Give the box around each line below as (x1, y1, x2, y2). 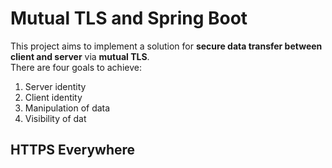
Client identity (24, 91, 83, 103)
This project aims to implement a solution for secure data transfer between (10, 40, 323, 52)
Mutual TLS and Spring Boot (10, 7, 248, 30)
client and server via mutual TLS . (10, 50, 150, 62)
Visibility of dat (24, 112, 87, 124)
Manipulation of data (24, 102, 111, 114)
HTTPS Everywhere (10, 142, 136, 159)
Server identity (24, 80, 87, 92)
